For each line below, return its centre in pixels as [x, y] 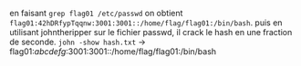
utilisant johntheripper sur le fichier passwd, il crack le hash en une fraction [151, 32]
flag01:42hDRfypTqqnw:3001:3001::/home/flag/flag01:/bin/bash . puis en [146, 23]
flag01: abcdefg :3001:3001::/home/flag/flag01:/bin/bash [113, 52]
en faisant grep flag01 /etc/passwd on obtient [96, 13]
